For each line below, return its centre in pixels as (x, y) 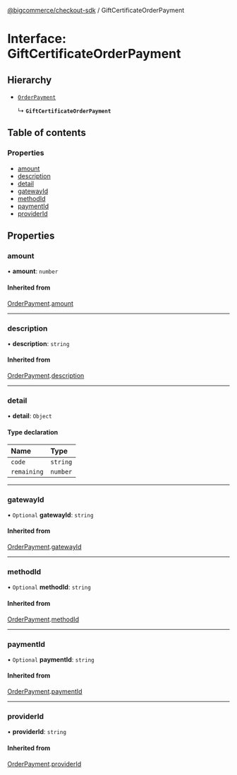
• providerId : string (37, 732)
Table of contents (47, 133)
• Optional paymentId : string (51, 659)
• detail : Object (30, 416)
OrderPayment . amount (41, 303)
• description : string (38, 343)
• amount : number (33, 271)
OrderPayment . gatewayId (44, 547)
